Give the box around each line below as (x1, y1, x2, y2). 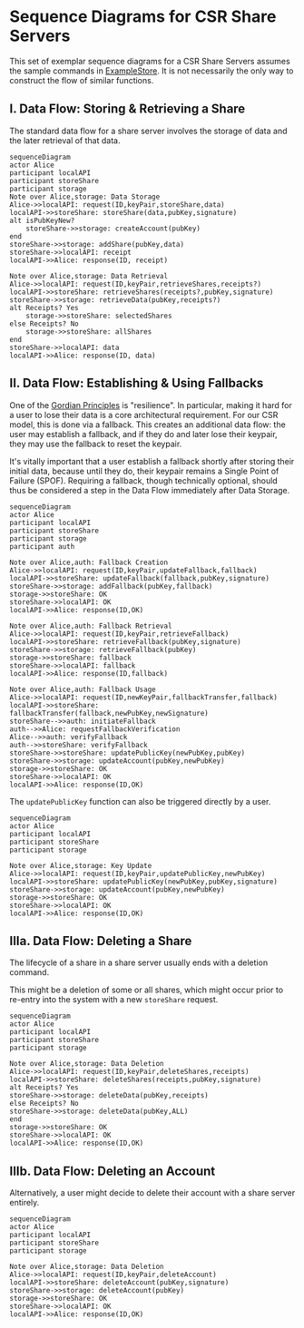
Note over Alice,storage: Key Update (9, 861, 152, 870)
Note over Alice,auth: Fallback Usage (9, 685, 156, 694)
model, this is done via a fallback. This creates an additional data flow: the (9, 419, 286, 430)
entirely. (9, 1197, 40, 1208)
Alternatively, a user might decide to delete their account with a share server (9, 1187, 296, 1198)
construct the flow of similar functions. (9, 74, 154, 85)
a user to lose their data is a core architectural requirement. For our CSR (9, 409, 279, 420)
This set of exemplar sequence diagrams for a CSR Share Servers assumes (9, 55, 290, 66)
